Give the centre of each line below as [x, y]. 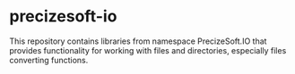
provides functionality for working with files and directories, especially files [148, 50]
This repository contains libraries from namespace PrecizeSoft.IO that [138, 41]
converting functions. [49, 60]
